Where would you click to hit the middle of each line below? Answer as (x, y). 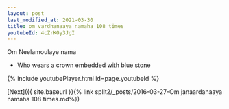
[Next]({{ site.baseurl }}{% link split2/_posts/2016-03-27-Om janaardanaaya (115, 92)
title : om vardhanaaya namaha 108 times (66, 26)
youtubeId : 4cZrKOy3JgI (41, 33)
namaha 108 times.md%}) (44, 99)
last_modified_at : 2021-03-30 (50, 20)
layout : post (26, 13)
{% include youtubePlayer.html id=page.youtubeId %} (83, 79)
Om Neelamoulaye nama (42, 52)
